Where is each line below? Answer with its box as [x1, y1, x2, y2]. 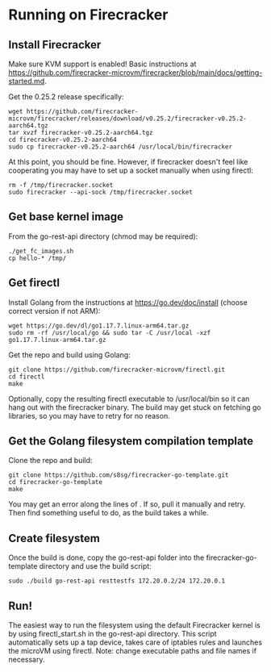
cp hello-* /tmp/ [8, 254, 67, 262]
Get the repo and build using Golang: [8, 349, 131, 360]
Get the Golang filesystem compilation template [8, 434, 254, 449]
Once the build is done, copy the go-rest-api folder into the [8, 553, 205, 562]
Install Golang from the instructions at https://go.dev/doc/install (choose [8, 297, 248, 307]
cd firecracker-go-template [8, 478, 103, 486]
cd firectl [8, 373, 45, 381]
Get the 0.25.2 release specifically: [8, 92, 124, 102]
